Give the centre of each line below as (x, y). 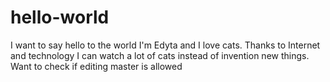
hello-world (60, 17)
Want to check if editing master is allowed (96, 66)
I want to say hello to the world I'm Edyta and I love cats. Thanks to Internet (165, 45)
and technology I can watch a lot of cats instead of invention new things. (160, 55)
